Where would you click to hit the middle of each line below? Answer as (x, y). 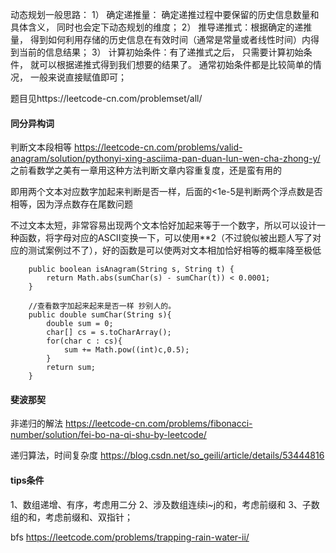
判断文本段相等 (41, 147)
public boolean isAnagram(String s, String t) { (131, 269)
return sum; (71, 368)
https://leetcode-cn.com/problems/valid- (158, 147)
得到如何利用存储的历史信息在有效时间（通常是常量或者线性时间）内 (170, 39)
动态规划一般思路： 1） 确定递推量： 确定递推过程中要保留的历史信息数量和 (165, 14)
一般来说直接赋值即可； (78, 77)
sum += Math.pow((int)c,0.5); (126, 350)
